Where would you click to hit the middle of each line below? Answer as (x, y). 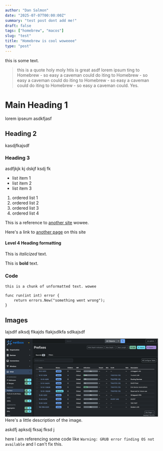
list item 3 (22, 188)
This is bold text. (22, 263)
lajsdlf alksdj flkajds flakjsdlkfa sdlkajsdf (45, 332)
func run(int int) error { (32, 296)
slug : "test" (18, 36)
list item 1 (21, 178)
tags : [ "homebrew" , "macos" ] (34, 31)
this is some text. (22, 60)
